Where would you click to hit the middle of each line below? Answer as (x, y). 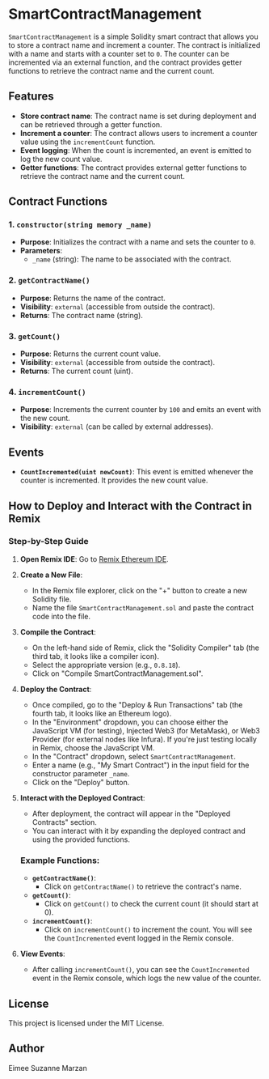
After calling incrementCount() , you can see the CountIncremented (141, 970)
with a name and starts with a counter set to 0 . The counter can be (119, 53)
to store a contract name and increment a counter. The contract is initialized (134, 45)
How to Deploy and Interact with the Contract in (130, 506)
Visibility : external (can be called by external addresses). (117, 427)
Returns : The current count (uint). (76, 371)
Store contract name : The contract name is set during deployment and (138, 116)
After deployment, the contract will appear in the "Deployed (131, 813)
